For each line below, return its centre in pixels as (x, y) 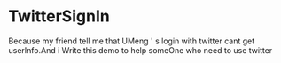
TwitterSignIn (59, 16)
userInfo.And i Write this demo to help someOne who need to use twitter (140, 50)
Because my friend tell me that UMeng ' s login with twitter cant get (132, 41)
